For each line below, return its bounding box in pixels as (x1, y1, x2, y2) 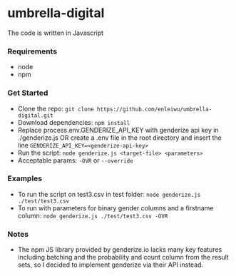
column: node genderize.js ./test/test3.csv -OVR (17, 211, 168, 220)
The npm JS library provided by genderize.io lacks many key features (17, 245, 222, 254)
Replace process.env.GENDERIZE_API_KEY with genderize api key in (17, 126, 219, 134)
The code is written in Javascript (7, 29, 104, 37)
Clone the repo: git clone (17, 104, 94, 113)
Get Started (7, 88, 48, 98)
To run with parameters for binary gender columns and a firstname (17, 203, 214, 212)
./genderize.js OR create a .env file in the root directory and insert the (17, 133, 222, 142)
